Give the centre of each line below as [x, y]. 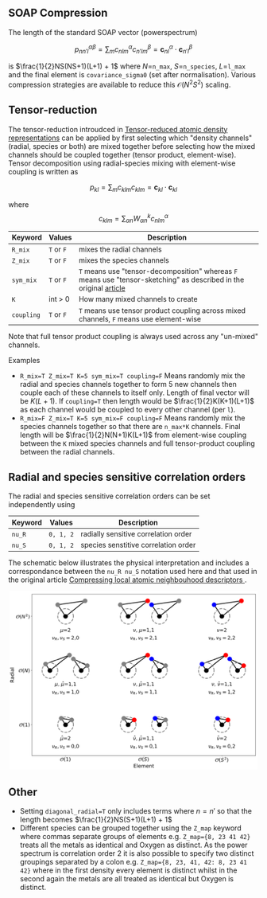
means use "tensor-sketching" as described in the [161, 280]
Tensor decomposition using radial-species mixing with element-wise [122, 163]
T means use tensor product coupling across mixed [162, 310]
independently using [42, 505]
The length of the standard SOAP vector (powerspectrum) [103, 32]
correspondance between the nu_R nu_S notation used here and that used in [133, 571]
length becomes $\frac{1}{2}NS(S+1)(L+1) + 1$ [96, 820]
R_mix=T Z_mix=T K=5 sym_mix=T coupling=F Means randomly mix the [132, 376]
